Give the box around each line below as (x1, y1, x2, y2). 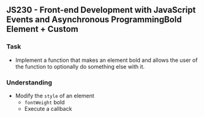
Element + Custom (6, 24, 78, 34)
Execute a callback (24, 105, 72, 112)
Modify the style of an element (15, 92, 95, 99)
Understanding (6, 78, 53, 86)
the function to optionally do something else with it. (15, 62, 145, 70)
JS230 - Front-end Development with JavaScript (6, 5, 196, 15)
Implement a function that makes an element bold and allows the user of (15, 56, 198, 64)
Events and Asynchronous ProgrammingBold (6, 15, 182, 25)
